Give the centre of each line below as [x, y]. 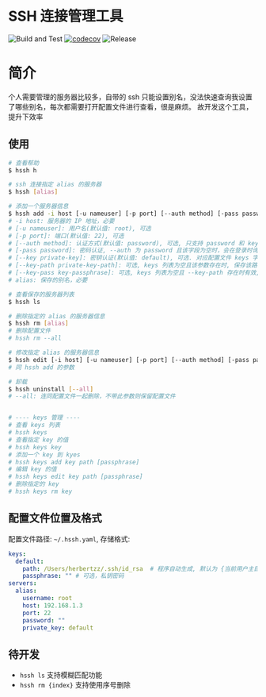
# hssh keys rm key [40, 492]
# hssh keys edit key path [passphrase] [76, 477]
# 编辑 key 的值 [32, 469]
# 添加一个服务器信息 [38, 206]
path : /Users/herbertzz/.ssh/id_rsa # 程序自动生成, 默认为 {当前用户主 [138, 568]
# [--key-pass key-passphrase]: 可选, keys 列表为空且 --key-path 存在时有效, [134, 273]
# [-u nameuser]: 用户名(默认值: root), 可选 [80, 228]
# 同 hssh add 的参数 [42, 367]
